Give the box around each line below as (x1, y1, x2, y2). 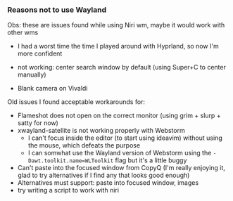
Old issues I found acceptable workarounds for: (7, 98, 146, 106)
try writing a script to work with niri (17, 186, 120, 195)
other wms (7, 28, 39, 37)
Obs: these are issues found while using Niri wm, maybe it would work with (7, 21, 225, 30)
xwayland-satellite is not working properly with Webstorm (17, 127, 185, 135)
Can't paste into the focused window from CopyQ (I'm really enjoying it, (17, 164, 225, 172)
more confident (17, 49, 63, 58)
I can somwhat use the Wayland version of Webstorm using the (27, 149, 212, 157)
